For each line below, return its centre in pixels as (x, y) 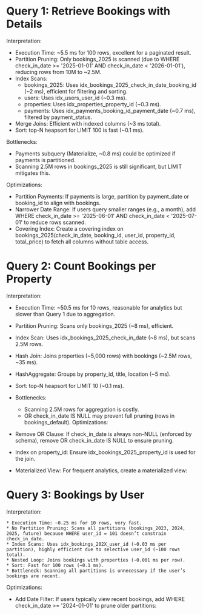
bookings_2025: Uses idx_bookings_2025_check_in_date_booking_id (110, 85)
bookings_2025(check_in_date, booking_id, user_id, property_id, (95, 235)
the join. (25, 458)
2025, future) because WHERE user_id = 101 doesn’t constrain (86, 533)
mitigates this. (32, 173)
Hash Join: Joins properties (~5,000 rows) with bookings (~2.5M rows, (103, 356)
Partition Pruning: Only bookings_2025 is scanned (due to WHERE (97, 59)
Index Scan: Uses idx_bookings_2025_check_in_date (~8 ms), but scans (105, 338)
